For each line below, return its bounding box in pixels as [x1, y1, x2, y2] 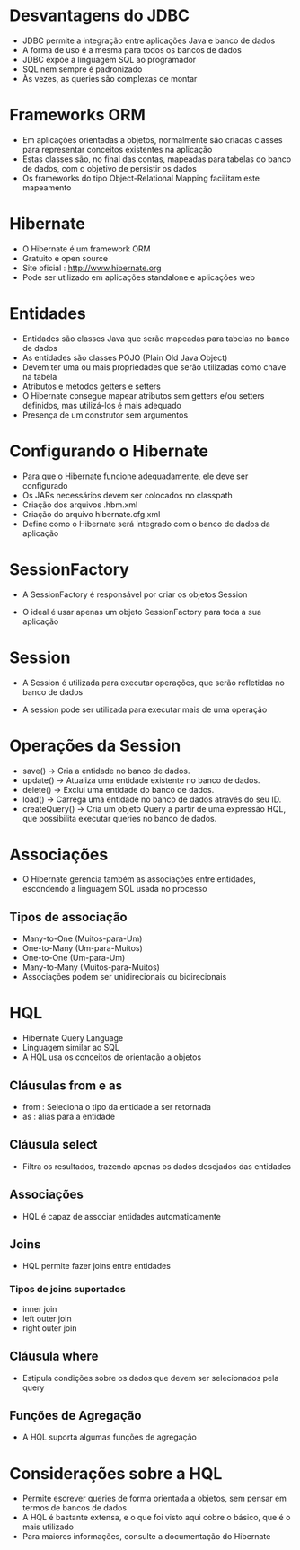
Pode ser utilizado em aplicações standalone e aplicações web [22, 271, 256, 283]
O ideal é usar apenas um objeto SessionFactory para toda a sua [22, 606, 262, 617]
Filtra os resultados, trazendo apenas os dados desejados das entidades [22, 1160, 292, 1172]
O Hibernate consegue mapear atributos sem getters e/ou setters [22, 390, 265, 401]
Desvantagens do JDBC [9, 5, 190, 26]
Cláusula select [9, 1137, 98, 1152]
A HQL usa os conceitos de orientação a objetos [22, 1052, 202, 1062]
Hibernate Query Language [22, 1033, 124, 1044]
